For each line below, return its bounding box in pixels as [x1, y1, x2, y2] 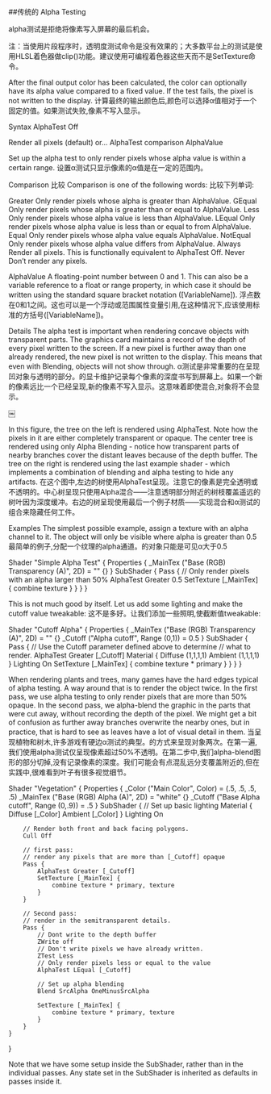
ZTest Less [37, 952, 74, 960]
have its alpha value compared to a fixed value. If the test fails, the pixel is [8, 86, 254, 95]
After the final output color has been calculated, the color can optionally [8, 77, 248, 87]
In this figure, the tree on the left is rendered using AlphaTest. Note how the [8, 424, 258, 434]
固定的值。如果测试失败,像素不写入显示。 [8, 106, 145, 115]
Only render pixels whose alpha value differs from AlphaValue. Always [8, 239, 241, 248]
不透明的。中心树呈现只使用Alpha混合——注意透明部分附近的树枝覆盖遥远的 [8, 487, 261, 496]
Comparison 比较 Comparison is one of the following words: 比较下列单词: [8, 180, 254, 190]
